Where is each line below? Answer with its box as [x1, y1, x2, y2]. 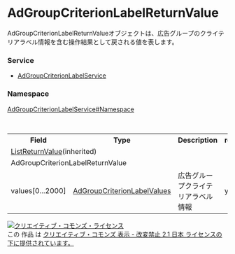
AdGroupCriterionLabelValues [73, 185, 171, 195]
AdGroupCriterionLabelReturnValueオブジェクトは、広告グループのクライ [7, 29, 219, 37]
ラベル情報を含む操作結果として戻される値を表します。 [19, 37, 178, 46]
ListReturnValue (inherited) [10, 146, 97, 156]
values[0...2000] [10, 185, 66, 195]
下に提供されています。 [7, 239, 75, 247]
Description [178, 135, 218, 145]
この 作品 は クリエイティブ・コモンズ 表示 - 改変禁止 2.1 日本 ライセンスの [7, 230, 222, 239]
